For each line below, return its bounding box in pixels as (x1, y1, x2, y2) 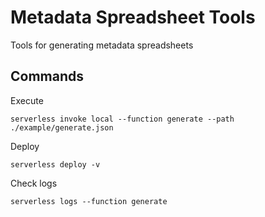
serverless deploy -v (10, 159, 101, 170)
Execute (10, 94, 44, 106)
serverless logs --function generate (10, 196, 168, 206)
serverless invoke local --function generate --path (10, 114, 235, 124)
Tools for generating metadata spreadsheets (10, 39, 194, 51)
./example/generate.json (10, 122, 114, 133)
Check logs (10, 177, 58, 189)
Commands (10, 68, 85, 85)
